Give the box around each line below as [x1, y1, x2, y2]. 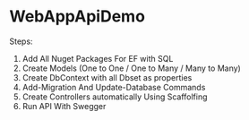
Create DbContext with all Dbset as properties [21, 72, 193, 82]
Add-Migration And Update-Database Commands [21, 81, 206, 92]
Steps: [9, 36, 33, 47]
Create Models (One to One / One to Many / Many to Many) [21, 63, 242, 73]
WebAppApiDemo [9, 6, 146, 27]
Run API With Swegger [21, 100, 107, 111]
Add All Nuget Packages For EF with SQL [21, 53, 174, 64]
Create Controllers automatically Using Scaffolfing [21, 91, 208, 102]
